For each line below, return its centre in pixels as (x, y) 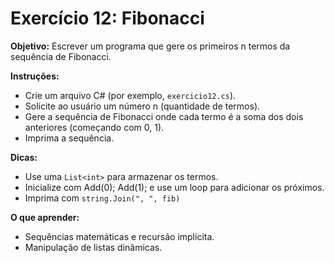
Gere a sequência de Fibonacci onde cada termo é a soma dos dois (164, 116)
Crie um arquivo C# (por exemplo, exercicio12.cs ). (130, 95)
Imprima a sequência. (69, 138)
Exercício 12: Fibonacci (107, 18)
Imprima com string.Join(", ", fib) (102, 198)
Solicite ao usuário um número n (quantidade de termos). (142, 106)
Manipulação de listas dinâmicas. (93, 247)
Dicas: (24, 157)
